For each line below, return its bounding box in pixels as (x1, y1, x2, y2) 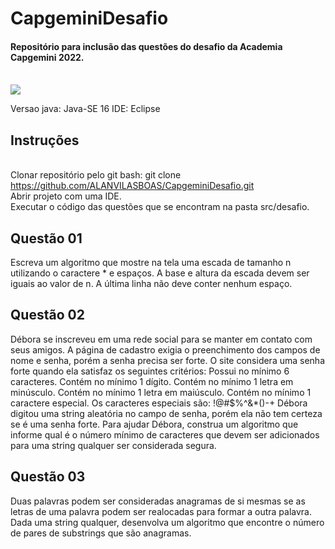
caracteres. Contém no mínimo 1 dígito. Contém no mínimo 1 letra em (10, 375, 294, 387)
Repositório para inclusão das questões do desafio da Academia (10, 40, 283, 52)
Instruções (10, 132, 80, 149)
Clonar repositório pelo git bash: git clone (10, 169, 182, 181)
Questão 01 (10, 230, 83, 247)
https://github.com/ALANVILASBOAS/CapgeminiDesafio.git (10, 180, 255, 192)
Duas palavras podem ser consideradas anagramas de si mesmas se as (10, 495, 306, 507)
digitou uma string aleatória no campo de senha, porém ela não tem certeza (10, 407, 323, 419)
